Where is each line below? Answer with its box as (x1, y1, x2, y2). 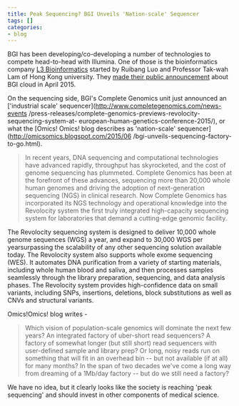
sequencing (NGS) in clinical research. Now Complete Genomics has (24, 191, 227, 200)
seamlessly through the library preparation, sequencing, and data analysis (7, 273, 225, 282)
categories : (7, 24, 43, 31)
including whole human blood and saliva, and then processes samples (7, 265, 214, 275)
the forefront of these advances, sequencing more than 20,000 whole (24, 176, 230, 185)
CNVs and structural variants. (7, 296, 94, 305)
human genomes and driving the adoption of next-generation (24, 183, 205, 193)
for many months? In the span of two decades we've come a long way (24, 362, 232, 370)
